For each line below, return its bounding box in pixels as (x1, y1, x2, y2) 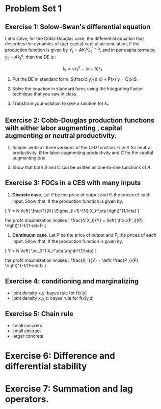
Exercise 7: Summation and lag (5, 383, 134, 394)
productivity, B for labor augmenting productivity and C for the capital (12, 150, 153, 156)
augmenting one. (12, 155, 47, 160)
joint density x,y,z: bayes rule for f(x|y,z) (12, 295, 94, 301)
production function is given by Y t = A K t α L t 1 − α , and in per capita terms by (5, 46, 156, 54)
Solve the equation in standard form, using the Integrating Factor (12, 86, 143, 92)
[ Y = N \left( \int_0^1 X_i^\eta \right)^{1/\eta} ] (5, 248, 97, 254)
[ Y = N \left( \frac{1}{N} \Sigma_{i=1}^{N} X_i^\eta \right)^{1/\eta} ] (5, 208, 139, 214)
